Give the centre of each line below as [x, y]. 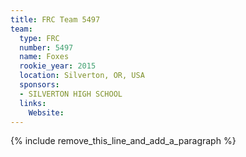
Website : [46, 112]
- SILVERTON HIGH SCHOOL [71, 94]
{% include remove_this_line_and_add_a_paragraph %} [123, 141]
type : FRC [39, 38]
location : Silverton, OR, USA [82, 76]
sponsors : [39, 85]
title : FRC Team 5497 [55, 19]
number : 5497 [46, 47]
